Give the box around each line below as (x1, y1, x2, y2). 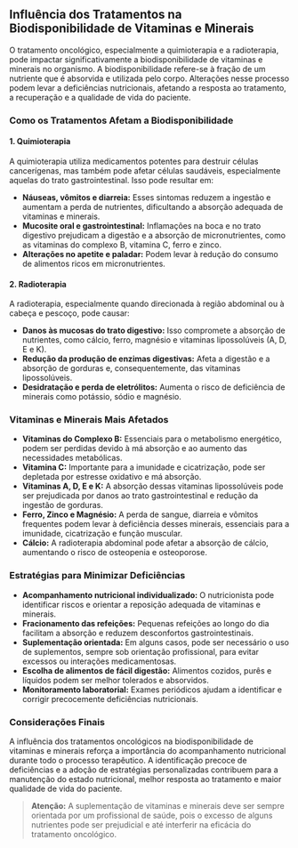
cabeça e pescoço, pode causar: (9, 308, 131, 319)
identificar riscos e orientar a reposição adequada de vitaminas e (21, 599, 261, 610)
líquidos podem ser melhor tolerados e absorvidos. (21, 674, 209, 685)
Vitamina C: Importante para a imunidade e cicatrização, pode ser (21, 462, 266, 472)
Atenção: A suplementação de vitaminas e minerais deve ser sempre (30, 801, 285, 812)
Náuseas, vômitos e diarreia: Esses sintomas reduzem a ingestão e (21, 191, 271, 203)
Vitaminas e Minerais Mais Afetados (9, 414, 169, 426)
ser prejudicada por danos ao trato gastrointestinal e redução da (21, 490, 259, 501)
